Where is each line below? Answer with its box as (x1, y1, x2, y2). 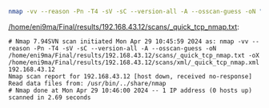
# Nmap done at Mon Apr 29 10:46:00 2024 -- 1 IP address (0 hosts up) (8, 86, 252, 94)
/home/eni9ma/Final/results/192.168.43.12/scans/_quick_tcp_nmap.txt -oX (8, 51, 260, 59)
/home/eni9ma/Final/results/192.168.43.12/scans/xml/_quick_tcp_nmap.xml (8, 58, 260, 66)
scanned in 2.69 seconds (8, 93, 91, 102)
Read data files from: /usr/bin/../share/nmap (8, 79, 167, 87)
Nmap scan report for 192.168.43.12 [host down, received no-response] (8, 72, 252, 80)
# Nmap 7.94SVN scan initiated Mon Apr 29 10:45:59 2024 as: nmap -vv (8, 37, 249, 46)
